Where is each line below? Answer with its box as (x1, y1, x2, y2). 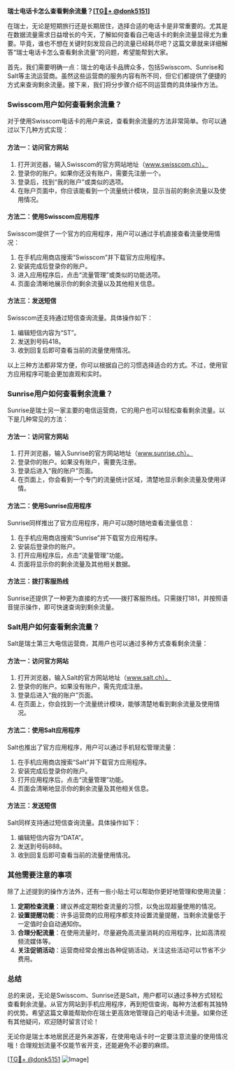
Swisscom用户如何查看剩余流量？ (7, 100, 122, 109)
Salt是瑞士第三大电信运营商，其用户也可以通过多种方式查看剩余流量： (7, 639, 208, 648)
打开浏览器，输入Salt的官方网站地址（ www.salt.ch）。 (17, 673, 171, 682)
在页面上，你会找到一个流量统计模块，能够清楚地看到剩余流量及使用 (17, 700, 214, 708)
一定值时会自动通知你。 (17, 920, 85, 928)
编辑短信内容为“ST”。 (17, 328, 80, 337)
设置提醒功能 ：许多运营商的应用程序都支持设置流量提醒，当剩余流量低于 (17, 911, 226, 919)
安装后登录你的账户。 (17, 542, 79, 550)
